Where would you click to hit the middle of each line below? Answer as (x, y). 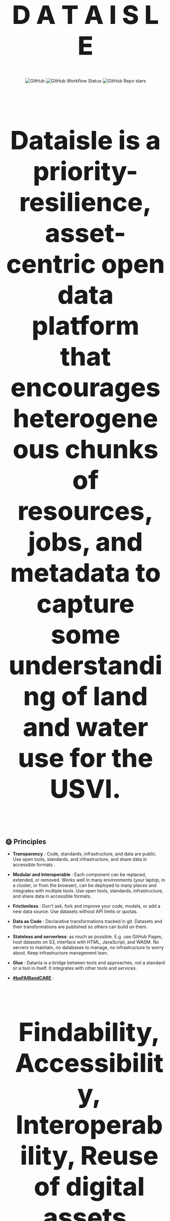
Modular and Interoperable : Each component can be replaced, (79, 875)
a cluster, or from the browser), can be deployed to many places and (84, 885)
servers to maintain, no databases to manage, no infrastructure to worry (88, 947)
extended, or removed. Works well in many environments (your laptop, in (89, 880)
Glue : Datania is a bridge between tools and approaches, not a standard (89, 963)
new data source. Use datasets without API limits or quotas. (75, 912)
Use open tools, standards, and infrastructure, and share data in (80, 859)
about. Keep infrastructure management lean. (60, 953)
